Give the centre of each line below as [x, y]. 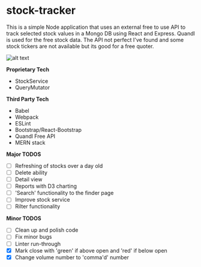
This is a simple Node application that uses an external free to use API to [96, 27]
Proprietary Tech [28, 69]
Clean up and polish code [46, 230]
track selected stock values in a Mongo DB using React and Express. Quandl [100, 33]
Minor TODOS [24, 218]
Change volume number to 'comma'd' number [72, 257]
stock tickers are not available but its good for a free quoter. [80, 46]
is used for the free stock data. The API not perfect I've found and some [95, 40]
